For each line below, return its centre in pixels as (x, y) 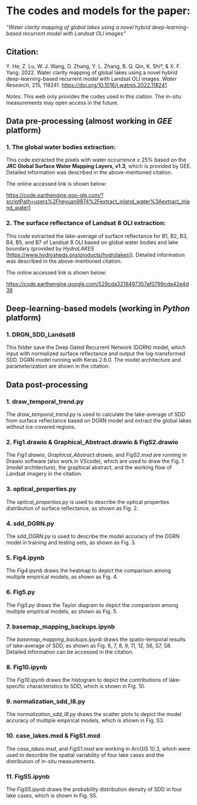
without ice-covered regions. (41, 427)
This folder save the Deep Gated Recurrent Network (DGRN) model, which (96, 347)
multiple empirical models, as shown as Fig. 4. (62, 577)
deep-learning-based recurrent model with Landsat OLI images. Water (91, 78)
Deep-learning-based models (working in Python (98, 309)
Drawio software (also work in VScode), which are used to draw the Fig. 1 (95, 461)
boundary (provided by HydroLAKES (50, 248)
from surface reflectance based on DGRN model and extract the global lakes (99, 421)
